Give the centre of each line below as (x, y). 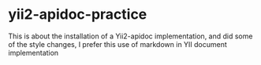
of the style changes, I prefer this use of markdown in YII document (117, 44)
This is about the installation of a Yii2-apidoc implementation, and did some (130, 36)
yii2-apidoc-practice (78, 14)
